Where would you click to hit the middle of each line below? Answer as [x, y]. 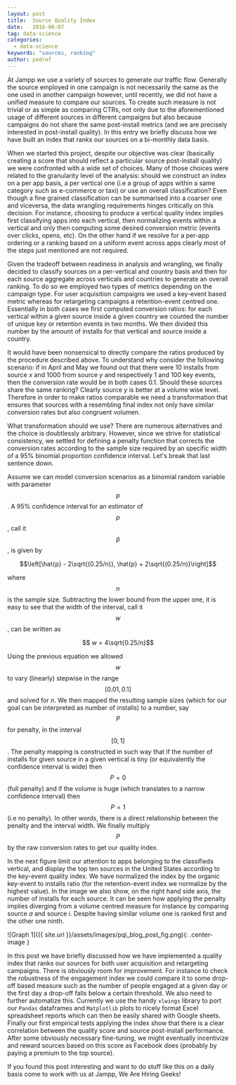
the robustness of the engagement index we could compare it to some [109, 978]
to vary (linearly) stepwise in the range [63, 678]
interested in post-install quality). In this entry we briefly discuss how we [112, 132]
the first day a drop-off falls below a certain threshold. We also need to [110, 993]
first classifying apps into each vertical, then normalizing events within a [112, 220]
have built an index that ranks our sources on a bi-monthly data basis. [108, 139]
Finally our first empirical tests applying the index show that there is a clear [116, 1023]
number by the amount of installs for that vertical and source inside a [107, 331]
